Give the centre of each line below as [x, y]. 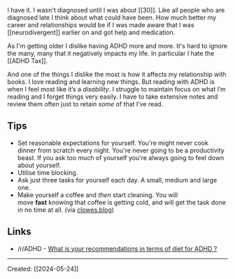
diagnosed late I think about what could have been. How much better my [112, 17]
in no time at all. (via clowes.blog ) [65, 210]
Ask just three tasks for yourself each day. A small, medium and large [117, 180]
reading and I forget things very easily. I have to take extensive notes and [113, 96]
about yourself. [39, 165]
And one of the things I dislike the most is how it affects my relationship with [117, 74]
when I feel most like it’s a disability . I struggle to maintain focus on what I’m [116, 89]
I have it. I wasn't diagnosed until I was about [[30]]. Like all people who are [116, 10]
